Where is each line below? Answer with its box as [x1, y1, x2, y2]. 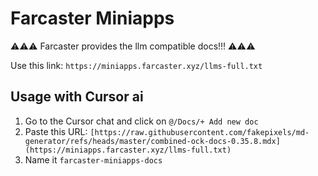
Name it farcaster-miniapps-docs [24, 153, 163, 166]
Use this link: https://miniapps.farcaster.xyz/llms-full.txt [10, 59, 263, 71]
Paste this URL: [24, 125, 88, 137]
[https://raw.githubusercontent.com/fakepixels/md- [89, 127, 310, 137]
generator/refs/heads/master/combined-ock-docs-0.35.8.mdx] [24, 136, 281, 146]
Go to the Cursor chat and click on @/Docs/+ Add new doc [24, 115, 259, 127]
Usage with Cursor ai [10, 88, 144, 106]
